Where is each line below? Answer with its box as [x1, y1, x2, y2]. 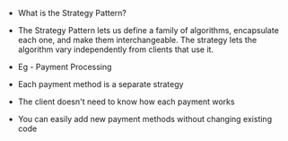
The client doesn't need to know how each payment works [17, 96, 235, 107]
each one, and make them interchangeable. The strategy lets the [17, 35, 257, 45]
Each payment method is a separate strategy [17, 79, 184, 89]
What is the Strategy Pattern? [17, 8, 127, 18]
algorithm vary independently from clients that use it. [17, 44, 214, 55]
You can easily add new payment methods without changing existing [17, 114, 272, 124]
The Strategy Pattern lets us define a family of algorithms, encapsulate [17, 25, 280, 35]
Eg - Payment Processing [17, 62, 112, 72]
